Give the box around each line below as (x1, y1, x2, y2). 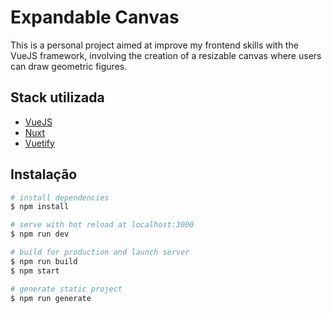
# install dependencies (10, 192, 110, 203)
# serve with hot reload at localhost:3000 (10, 220, 195, 230)
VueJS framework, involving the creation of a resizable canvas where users (10, 49, 322, 61)
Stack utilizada (10, 89, 105, 106)
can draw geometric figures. (10, 60, 128, 72)
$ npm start (10, 266, 60, 276)
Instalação (10, 166, 78, 183)
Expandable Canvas (10, 6, 180, 29)
